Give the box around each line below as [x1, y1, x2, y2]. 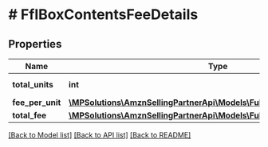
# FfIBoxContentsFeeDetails [8, 6, 199, 24]
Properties [8, 37, 62, 51]
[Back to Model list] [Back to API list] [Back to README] [8, 130, 191, 140]
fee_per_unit [12, 97, 61, 108]
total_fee [12, 110, 47, 121]
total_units [12, 79, 53, 90]
